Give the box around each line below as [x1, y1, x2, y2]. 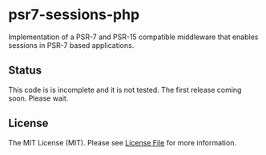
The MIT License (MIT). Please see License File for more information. [8, 137, 236, 147]
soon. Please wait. [8, 93, 69, 103]
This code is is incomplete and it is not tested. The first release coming [8, 85, 242, 94]
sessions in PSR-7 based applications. [8, 40, 135, 50]
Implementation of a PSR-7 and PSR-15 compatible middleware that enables [8, 32, 259, 42]
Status [8, 64, 42, 77]
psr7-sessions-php [8, 6, 140, 24]
